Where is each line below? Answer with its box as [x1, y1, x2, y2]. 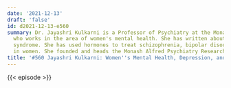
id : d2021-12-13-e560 [7, 23, 69, 29]
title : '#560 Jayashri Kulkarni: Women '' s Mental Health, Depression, [7, 55, 214, 61]
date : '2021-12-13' [7, 10, 63, 17]
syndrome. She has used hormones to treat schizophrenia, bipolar [13, 42, 208, 48]
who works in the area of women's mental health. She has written [13, 35, 208, 42]
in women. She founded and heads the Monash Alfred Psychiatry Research [13, 48, 226, 55]
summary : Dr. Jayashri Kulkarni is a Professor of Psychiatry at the [7, 29, 211, 36]
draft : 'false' [7, 16, 51, 23]
